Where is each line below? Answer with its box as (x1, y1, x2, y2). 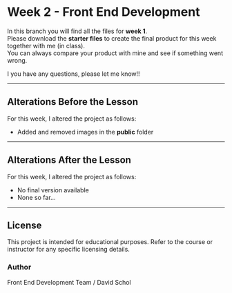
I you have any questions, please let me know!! (7, 70, 140, 78)
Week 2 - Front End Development (7, 4, 200, 20)
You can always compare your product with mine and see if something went (7, 49, 223, 57)
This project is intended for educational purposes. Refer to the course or (7, 238, 213, 246)
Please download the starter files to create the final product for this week (7, 34, 217, 42)
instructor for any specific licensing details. (7, 245, 130, 254)
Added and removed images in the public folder (17, 128, 154, 136)
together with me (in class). (7, 41, 85, 50)
